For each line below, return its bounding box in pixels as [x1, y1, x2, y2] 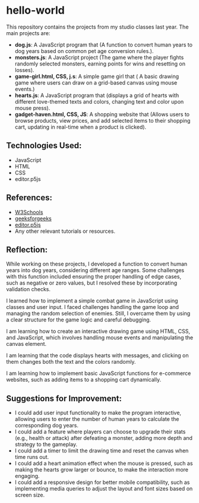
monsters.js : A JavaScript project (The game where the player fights [14, 54, 184, 61]
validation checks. [6, 286, 50, 293]
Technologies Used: [6, 140, 82, 151]
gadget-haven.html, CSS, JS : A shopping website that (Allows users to [14, 111, 190, 118]
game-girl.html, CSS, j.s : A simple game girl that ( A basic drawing [14, 73, 179, 80]
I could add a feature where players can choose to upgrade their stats [14, 428, 186, 435]
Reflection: [6, 245, 48, 255]
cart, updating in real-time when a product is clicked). [14, 123, 147, 130]
